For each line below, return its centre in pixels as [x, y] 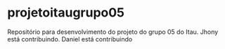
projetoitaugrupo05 [66, 13]
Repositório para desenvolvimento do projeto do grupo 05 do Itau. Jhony [113, 32]
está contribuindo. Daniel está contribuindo [70, 39]
